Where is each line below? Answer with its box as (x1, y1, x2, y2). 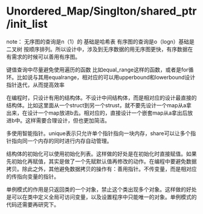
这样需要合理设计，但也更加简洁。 (25, 116, 111, 124)
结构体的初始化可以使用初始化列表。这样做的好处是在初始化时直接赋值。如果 (6, 150, 197, 157)
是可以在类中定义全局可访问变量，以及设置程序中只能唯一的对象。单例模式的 (6, 193, 197, 201)
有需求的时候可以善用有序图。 (6, 53, 80, 60)
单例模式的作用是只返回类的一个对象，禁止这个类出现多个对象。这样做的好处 (6, 186, 197, 193)
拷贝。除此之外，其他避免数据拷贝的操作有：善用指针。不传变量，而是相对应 (6, 165, 197, 172)
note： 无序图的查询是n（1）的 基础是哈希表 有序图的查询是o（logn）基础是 (6, 38, 195, 45)
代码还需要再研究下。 (6, 201, 59, 208)
